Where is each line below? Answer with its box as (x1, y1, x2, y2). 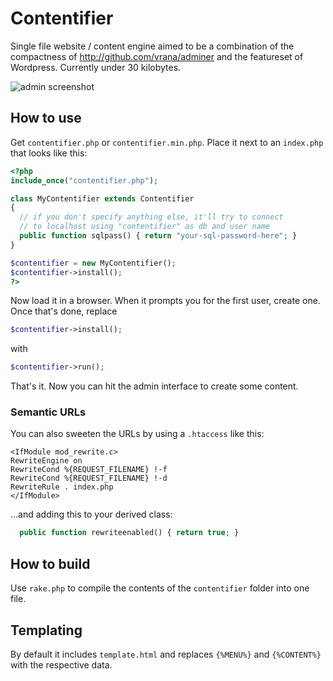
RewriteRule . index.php (10, 482, 114, 492)
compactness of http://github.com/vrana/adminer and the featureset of (10, 50, 304, 62)
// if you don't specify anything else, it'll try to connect (19, 212, 284, 222)
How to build (10, 555, 91, 572)
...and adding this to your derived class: (10, 508, 173, 521)
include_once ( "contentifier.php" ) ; (10, 175, 159, 186)
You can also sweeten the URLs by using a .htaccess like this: (10, 428, 265, 440)
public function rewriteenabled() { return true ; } (19, 528, 240, 538)
